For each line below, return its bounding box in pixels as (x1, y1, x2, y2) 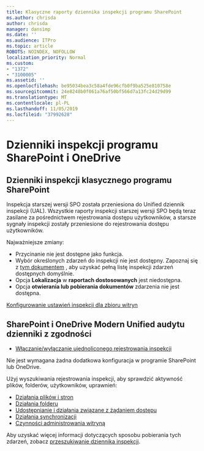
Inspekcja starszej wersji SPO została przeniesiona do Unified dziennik (6, 201, 185, 208)
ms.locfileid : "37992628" (6, 111, 72, 117)
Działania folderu (15, 400, 58, 408)
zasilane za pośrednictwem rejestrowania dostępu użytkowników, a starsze (6, 214, 197, 221)
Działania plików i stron (15, 393, 74, 401)
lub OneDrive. (6, 363, 42, 371)
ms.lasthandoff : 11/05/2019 (6, 105, 78, 112)
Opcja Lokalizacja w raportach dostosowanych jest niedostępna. (15, 277, 183, 284)
